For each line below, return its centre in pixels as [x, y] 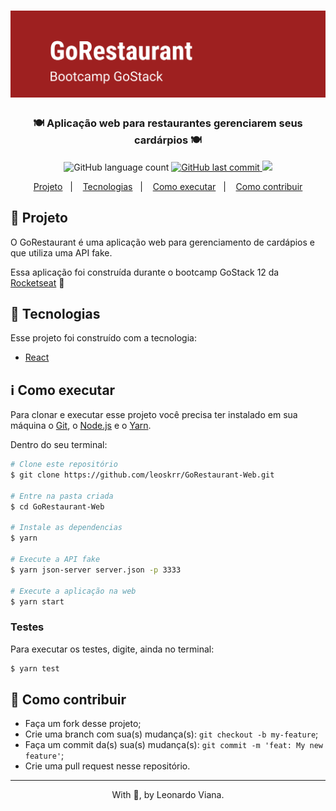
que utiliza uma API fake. [61, 252]
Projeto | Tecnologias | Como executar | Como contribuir [168, 186]
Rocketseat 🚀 [37, 282]
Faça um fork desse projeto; [83, 724]
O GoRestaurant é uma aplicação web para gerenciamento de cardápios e [162, 242]
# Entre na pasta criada [62, 496]
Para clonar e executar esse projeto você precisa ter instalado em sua [154, 415]
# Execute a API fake [55, 560]
